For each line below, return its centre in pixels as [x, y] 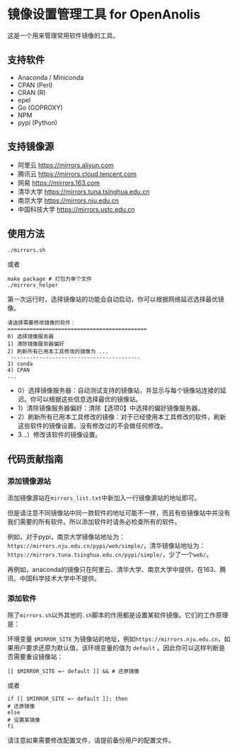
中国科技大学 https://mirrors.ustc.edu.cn [76, 209]
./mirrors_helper [33, 285]
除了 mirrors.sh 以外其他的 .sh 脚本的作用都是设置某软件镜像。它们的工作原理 [118, 615]
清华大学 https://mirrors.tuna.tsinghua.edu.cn [83, 191]
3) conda [20, 364]
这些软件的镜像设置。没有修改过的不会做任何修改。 [92, 426]
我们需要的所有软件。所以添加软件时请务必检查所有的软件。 [94, 522]
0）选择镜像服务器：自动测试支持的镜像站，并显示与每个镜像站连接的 [119, 391]
